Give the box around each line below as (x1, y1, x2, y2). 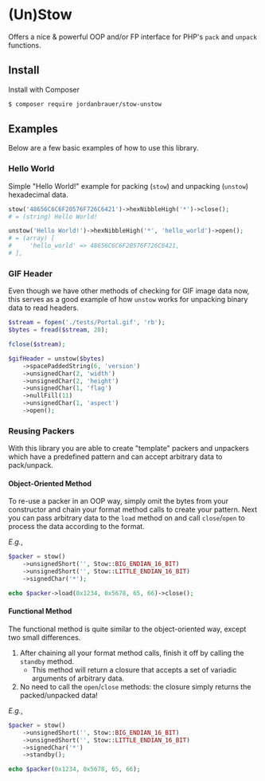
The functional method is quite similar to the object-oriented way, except (8, 624, 247, 634)
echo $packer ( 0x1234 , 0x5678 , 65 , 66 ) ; (8, 765, 141, 774)
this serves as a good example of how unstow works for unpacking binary (8, 295, 248, 304)
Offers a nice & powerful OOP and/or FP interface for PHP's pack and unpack (8, 32, 257, 41)
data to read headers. (8, 303, 80, 312)
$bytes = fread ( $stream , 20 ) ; (8, 326, 109, 334)
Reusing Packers (8, 425, 75, 436)
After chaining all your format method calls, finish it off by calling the (19, 648, 244, 657)
